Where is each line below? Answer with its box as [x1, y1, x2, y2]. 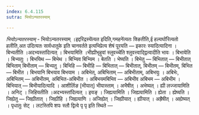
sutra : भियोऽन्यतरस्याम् [6, 14, 50, 20]
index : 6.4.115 [6, 8, 44, 15]
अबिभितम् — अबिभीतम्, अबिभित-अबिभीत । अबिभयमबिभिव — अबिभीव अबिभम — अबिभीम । [6, 75, 181, 83]
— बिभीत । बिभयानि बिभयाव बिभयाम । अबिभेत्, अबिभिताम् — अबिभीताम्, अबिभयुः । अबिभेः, [6, 68, 179, 75]
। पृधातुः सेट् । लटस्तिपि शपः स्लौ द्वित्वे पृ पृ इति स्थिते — [6, 101, 113, 109]
